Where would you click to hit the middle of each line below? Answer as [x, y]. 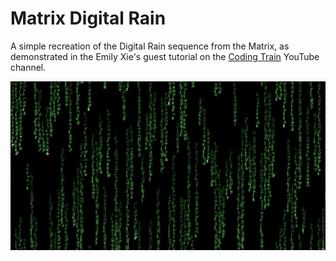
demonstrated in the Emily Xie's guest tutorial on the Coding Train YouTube [165, 56]
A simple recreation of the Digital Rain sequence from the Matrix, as [150, 46]
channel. [28, 67]
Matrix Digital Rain [88, 18]
